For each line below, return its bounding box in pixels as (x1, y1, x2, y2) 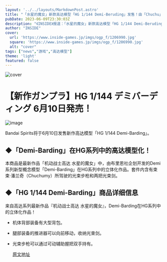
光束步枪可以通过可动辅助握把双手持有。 (12, 241, 95, 247)
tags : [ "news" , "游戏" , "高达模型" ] (5, 49, 72, 54)
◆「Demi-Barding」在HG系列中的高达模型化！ (5, 146, 151, 155)
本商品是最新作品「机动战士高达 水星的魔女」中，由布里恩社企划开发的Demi (5, 160, 161, 166)
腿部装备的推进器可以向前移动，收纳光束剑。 (12, 230, 104, 236)
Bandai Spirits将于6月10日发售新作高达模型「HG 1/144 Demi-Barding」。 (5, 130, 152, 136)
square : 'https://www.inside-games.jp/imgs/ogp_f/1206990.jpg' (9, 40, 143, 45)
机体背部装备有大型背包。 (12, 219, 65, 225)
